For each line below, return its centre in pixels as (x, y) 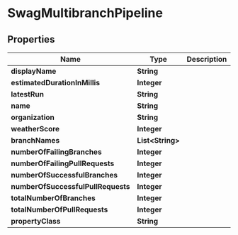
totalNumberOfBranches (53, 198)
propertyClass (36, 221)
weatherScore (35, 129)
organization (33, 117)
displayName (34, 71)
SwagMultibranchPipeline (85, 13)
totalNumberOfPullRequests (59, 209)
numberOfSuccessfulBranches (64, 175)
